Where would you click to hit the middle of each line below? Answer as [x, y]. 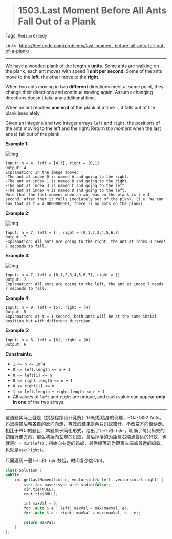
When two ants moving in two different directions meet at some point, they [84, 86]
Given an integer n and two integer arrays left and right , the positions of [83, 123]
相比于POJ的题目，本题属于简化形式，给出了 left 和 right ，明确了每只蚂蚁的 [85, 430]
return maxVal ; [40, 522]
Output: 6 [16, 344]
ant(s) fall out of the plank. [33, 134]
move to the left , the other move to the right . [52, 77]
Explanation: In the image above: [42, 172]
